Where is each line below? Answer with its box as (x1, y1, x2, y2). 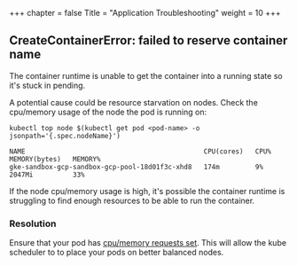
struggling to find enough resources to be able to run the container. (9, 195, 255, 206)
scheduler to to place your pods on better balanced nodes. (9, 247, 224, 258)
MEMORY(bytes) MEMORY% (9, 154, 101, 163)
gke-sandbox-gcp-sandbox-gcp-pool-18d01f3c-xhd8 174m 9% (9, 162, 264, 171)
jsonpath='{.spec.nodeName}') (9, 131, 121, 140)
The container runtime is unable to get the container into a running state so (9, 70, 283, 81)
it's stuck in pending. (9, 80, 86, 90)
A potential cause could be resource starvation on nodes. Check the (9, 97, 259, 107)
